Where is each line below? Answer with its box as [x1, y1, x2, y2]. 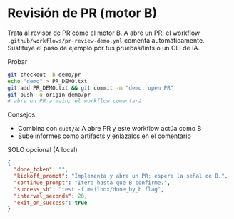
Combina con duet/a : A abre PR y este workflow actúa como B [17, 124, 202, 133]
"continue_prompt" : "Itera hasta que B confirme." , [14, 179, 171, 186]
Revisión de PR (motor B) [7, 5, 158, 21]
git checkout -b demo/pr [7, 71, 81, 78]
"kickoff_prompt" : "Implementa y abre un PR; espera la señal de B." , [14, 173, 228, 180]
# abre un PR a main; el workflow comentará [7, 97, 142, 105]
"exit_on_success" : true [14, 199, 88, 206]
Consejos [7, 110, 36, 119]
